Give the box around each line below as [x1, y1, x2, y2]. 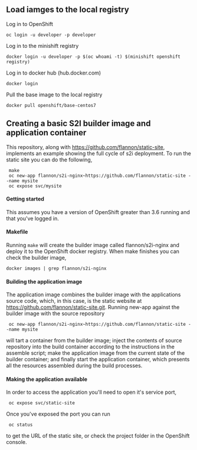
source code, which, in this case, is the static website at [6, 297, 142, 305]
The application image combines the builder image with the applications [6, 291, 181, 298]
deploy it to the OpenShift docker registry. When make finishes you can [6, 248, 180, 255]
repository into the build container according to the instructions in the [6, 343, 175, 351]
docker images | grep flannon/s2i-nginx [6, 266, 107, 271]
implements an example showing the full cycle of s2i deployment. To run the [6, 150, 192, 157]
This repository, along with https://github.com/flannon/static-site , [6, 143, 165, 150]
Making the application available [6, 375, 87, 383]
